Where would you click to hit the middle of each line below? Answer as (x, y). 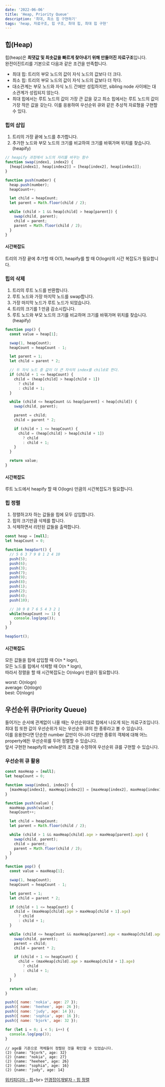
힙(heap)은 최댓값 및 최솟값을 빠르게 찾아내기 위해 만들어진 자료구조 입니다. (76, 58)
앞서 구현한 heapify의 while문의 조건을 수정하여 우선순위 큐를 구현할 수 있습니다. (82, 747)
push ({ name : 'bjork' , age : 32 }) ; (41, 1020)
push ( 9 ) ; (18, 577)
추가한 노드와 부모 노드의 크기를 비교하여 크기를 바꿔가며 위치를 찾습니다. (82, 143)
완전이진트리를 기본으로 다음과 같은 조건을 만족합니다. (56, 64)
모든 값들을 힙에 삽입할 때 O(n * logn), (42, 660)
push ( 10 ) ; (19, 600)
